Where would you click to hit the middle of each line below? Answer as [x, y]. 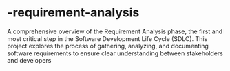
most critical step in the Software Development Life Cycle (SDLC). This [107, 38]
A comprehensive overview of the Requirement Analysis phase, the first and [115, 31]
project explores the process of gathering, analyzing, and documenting [108, 46]
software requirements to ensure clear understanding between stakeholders [115, 53]
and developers [29, 60]
